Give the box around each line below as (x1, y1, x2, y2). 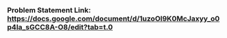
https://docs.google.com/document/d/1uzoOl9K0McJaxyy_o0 (7, 14, 220, 23)
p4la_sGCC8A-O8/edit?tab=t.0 (7, 22, 113, 32)
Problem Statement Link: (7, 5, 91, 15)
